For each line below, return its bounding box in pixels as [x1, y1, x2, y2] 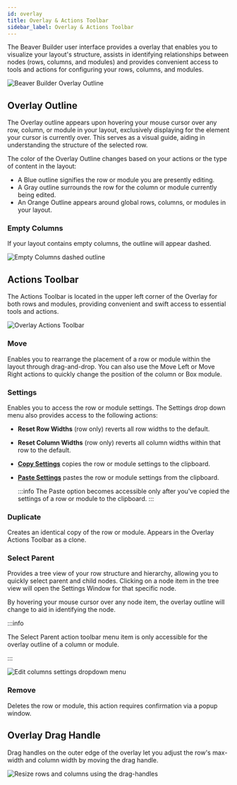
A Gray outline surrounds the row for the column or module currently [17, 183, 217, 191]
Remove [7, 685, 37, 695]
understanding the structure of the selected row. [7, 141, 148, 149]
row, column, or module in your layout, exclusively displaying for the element [7, 126, 230, 134]
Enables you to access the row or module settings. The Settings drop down [7, 403, 226, 412]
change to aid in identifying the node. [7, 606, 116, 614]
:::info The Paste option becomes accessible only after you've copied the [17, 487, 231, 495]
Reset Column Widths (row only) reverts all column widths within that [17, 438, 221, 447]
